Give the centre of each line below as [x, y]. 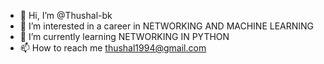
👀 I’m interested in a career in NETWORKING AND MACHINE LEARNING [167, 26]
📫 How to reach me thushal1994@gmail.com [113, 48]
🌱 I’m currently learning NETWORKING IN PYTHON [124, 36]
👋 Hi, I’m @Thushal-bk [66, 15]
